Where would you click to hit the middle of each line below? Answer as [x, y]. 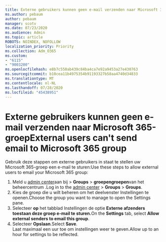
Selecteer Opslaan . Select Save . [45, 224]
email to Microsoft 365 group [66, 148]
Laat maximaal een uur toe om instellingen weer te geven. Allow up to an [85, 229]
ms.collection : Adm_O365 [31, 51]
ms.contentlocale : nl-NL [31, 83]
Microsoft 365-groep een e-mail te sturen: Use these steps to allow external [82, 167]
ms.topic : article [24, 38]
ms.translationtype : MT [30, 79]
